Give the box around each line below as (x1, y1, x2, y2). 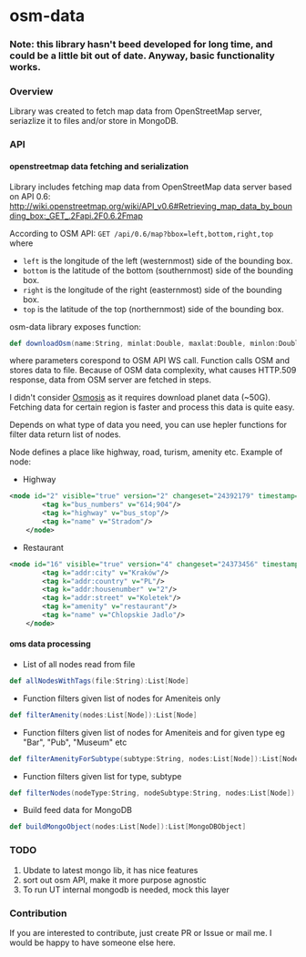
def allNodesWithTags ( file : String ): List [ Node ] (9, 676, 189, 686)
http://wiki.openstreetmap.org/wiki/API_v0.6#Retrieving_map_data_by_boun (9, 200, 293, 211)
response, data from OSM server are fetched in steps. (9, 374, 212, 385)
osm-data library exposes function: (9, 321, 141, 332)
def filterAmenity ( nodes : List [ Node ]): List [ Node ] (9, 710, 198, 719)
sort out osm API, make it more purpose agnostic (22, 874, 207, 885)
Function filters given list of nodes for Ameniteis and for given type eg (22, 727, 285, 738)
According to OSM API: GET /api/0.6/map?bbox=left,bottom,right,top (9, 228, 274, 239)
